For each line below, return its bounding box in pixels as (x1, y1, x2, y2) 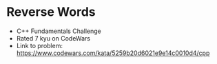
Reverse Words (6, 4, 96, 20)
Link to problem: (16, 41, 63, 50)
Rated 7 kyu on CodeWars (16, 34, 91, 42)
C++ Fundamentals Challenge (16, 27, 101, 35)
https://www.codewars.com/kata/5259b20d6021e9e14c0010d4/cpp (16, 49, 210, 57)
